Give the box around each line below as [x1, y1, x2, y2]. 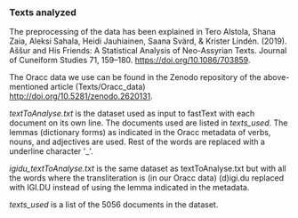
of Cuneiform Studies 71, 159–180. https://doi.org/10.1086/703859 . [9, 55, 251, 66]
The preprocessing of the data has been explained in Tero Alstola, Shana [9, 27, 276, 37]
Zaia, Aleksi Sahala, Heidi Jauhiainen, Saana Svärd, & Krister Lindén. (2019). [9, 36, 287, 46]
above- [262, 72, 290, 83]
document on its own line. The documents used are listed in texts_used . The [9, 117, 288, 128]
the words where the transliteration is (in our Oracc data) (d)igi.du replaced [9, 173, 285, 183]
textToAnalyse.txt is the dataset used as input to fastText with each [9, 109, 255, 119]
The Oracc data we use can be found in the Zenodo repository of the [9, 72, 262, 83]
